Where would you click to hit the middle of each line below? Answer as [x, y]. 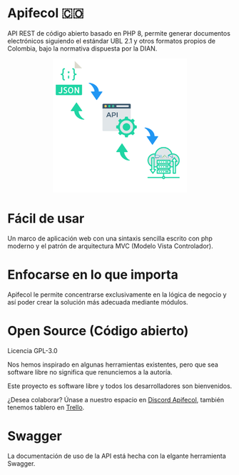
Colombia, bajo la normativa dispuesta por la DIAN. [82, 48]
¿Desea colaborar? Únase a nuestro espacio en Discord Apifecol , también [116, 399]
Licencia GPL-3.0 [33, 350]
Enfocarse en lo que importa [93, 275]
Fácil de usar [46, 219]
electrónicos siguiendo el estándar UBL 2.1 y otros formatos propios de [112, 41]
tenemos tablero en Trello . [46, 407]
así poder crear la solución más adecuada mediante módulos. [98, 302]
